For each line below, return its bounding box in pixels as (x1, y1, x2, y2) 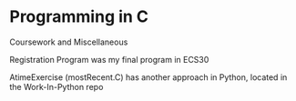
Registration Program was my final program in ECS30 (9, 54, 209, 65)
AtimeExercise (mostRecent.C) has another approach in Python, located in (9, 71, 288, 83)
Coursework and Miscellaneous (9, 36, 128, 47)
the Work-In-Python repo (9, 81, 104, 92)
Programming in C (9, 6, 148, 27)
